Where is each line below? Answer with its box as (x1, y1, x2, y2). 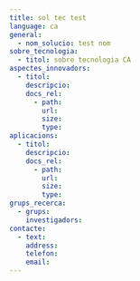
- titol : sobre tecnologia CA (17, 55, 131, 64)
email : (25, 257, 51, 267)
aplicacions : (9, 131, 59, 140)
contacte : (9, 224, 47, 233)
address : (25, 241, 59, 250)
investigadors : (25, 215, 83, 225)
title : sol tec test (9, 13, 88, 23)
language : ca (9, 22, 59, 31)
